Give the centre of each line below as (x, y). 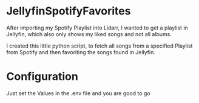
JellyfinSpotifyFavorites (69, 11)
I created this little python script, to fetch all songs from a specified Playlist (99, 46)
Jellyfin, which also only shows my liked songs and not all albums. (89, 34)
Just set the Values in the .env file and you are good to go (78, 93)
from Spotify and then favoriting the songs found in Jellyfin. (81, 52)
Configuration (42, 77)
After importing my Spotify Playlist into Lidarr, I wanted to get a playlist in (97, 28)
